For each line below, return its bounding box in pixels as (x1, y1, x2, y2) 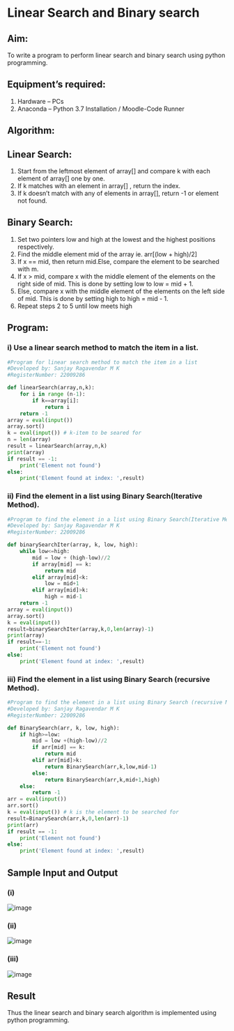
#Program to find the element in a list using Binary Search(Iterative (7, 515, 219, 523)
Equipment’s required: (7, 79, 106, 91)
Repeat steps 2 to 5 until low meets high (17, 302, 133, 310)
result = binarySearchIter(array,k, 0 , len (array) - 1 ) (7, 626, 155, 633)
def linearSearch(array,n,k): (7, 385, 95, 392)
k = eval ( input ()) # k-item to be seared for (7, 430, 141, 437)
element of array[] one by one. (17, 174, 106, 183)
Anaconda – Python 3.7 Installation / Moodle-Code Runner (17, 104, 185, 113)
